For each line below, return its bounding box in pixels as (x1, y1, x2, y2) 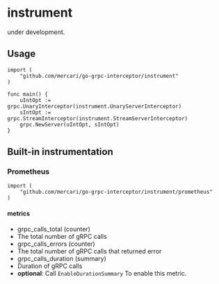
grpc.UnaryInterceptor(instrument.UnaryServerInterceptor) (7, 103, 182, 110)
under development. (7, 28, 65, 36)
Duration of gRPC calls (17, 262, 83, 270)
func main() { (7, 90, 49, 98)
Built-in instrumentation (7, 146, 113, 158)
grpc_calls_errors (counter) (17, 240, 95, 248)
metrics (7, 210, 30, 218)
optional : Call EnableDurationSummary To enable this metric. (17, 269, 187, 277)
